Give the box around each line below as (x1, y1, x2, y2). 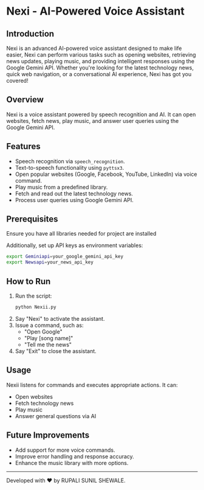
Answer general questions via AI (15, 412, 97, 419)
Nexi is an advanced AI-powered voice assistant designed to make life (6, 44, 182, 52)
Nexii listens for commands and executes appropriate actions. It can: (6, 381, 178, 388)
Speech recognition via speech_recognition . (15, 157, 126, 165)
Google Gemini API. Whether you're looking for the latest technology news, (6, 64, 194, 71)
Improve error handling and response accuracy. (15, 452, 135, 460)
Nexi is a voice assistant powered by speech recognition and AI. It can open (6, 111, 196, 118)
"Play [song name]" (24, 334, 73, 341)
